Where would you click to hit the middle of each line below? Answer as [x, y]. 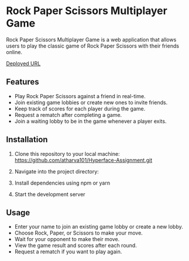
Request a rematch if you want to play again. [68, 252]
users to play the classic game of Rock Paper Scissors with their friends [93, 46]
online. [14, 52]
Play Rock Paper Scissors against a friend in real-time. [80, 96]
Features [23, 82]
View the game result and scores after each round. [76, 246]
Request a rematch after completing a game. [68, 115]
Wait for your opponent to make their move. [67, 239]
